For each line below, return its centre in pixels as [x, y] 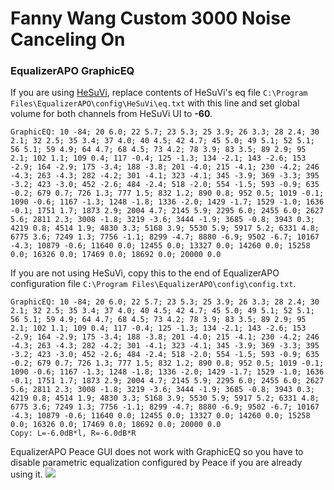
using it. [26, 474]
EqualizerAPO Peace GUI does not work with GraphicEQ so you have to [157, 452]
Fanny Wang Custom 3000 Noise [151, 18]
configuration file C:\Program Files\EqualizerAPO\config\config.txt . [153, 284]
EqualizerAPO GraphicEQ [72, 71]
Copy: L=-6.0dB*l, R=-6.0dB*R [73, 433]
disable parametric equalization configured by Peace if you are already [156, 463]
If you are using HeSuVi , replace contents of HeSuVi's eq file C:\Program [159, 93]
